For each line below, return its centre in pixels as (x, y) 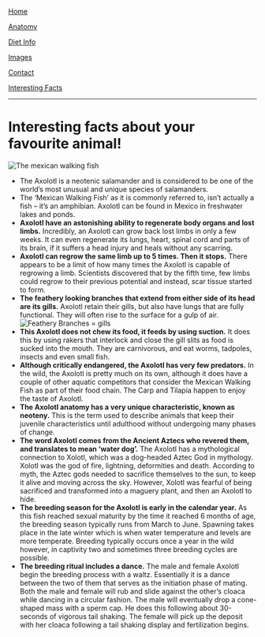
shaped (32, 608)
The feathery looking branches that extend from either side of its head (137, 298)
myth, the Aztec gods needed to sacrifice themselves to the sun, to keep (138, 474)
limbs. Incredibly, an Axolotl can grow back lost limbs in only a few (128, 231)
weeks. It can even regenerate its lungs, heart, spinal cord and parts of (134, 239)
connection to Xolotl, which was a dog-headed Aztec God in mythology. (136, 457)
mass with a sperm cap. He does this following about (132, 608)
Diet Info (22, 42)
